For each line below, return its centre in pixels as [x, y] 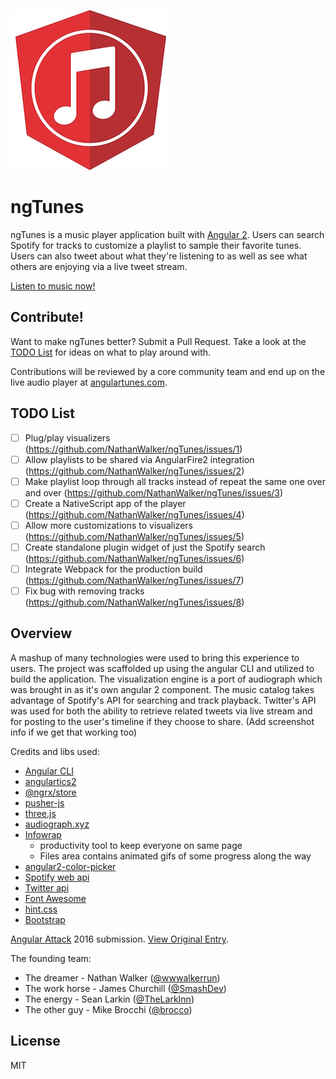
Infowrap [43, 834]
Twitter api [47, 887]
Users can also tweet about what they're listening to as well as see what [159, 256]
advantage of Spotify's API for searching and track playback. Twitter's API [163, 700]
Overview [41, 633]
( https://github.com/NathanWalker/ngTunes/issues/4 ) [134, 514]
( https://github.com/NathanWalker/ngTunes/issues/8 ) [134, 602]
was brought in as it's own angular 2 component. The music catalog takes [162, 689]
